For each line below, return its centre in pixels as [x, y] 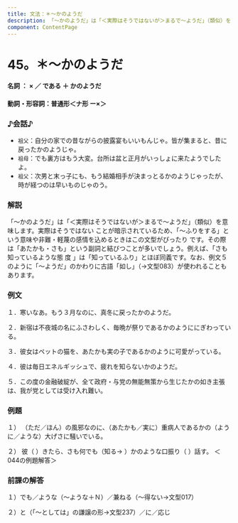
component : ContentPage [43, 27]
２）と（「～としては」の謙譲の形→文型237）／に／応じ [89, 512]
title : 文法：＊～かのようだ [45, 14]
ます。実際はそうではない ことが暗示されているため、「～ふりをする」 [121, 231]
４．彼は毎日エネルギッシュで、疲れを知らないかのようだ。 [94, 366]
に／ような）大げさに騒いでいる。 [57, 436]
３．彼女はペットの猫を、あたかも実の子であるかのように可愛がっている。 [116, 351]
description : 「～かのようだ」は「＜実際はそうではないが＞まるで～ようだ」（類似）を [119, 21]
